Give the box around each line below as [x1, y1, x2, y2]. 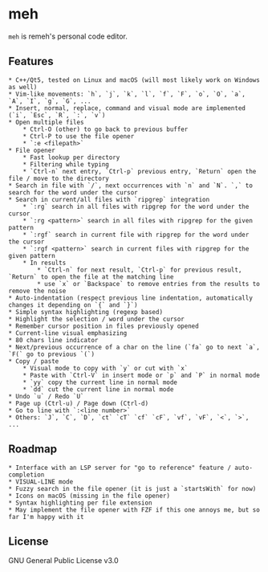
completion [8, 471, 45, 479]
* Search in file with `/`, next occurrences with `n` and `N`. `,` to [8, 182, 253, 190]
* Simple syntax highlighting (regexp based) [8, 308, 163, 316]
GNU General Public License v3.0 [8, 556, 119, 566]
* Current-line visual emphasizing [8, 329, 128, 337]
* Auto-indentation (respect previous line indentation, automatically [8, 294, 253, 302]
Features [8, 55, 54, 68]
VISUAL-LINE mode [15, 477, 74, 486]
